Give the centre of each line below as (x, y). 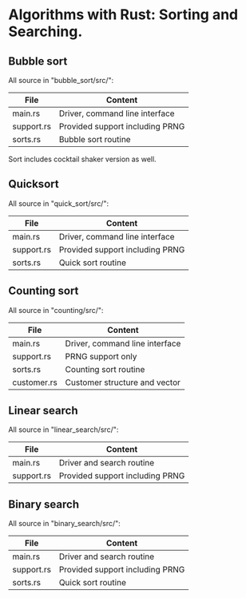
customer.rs (35, 382)
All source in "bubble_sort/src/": (61, 80)
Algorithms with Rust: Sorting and (123, 15)
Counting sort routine (105, 369)
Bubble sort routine (95, 139)
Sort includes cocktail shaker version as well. (83, 159)
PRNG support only (101, 356)
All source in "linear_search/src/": (63, 430)
